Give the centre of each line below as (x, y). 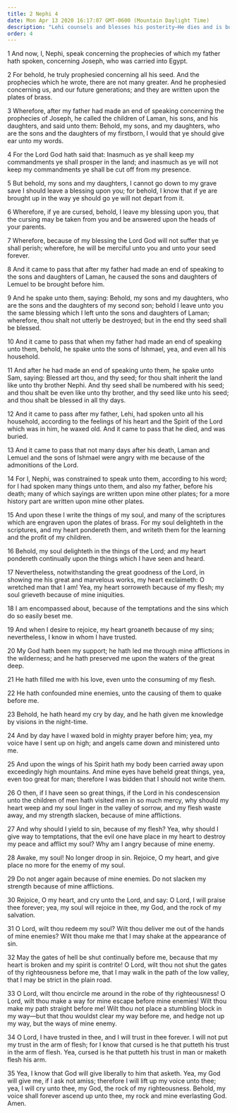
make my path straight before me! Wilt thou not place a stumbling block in (115, 1009)
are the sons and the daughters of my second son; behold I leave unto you (115, 306)
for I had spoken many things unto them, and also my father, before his (110, 486)
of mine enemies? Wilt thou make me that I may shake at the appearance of (117, 937)
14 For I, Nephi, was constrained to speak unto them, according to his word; (117, 479)
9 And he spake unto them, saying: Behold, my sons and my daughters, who (118, 298)
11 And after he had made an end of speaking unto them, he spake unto (111, 371)
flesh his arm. (27, 1060)
